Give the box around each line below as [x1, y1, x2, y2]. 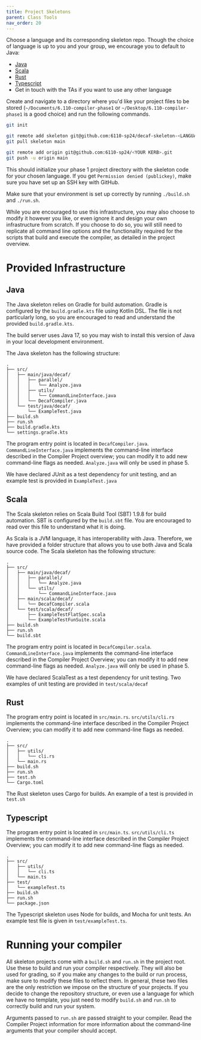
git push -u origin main [6, 155, 68, 161]
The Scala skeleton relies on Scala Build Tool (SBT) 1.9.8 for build [6, 510, 166, 518]
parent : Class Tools [6, 14, 58, 20]
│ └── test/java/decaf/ [6, 403, 71, 409]
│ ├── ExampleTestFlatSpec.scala [6, 611, 106, 618]
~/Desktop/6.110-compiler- [121, 106, 189, 112]
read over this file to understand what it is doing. [6, 523, 126, 530]
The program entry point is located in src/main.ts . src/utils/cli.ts [6, 829, 175, 836]
